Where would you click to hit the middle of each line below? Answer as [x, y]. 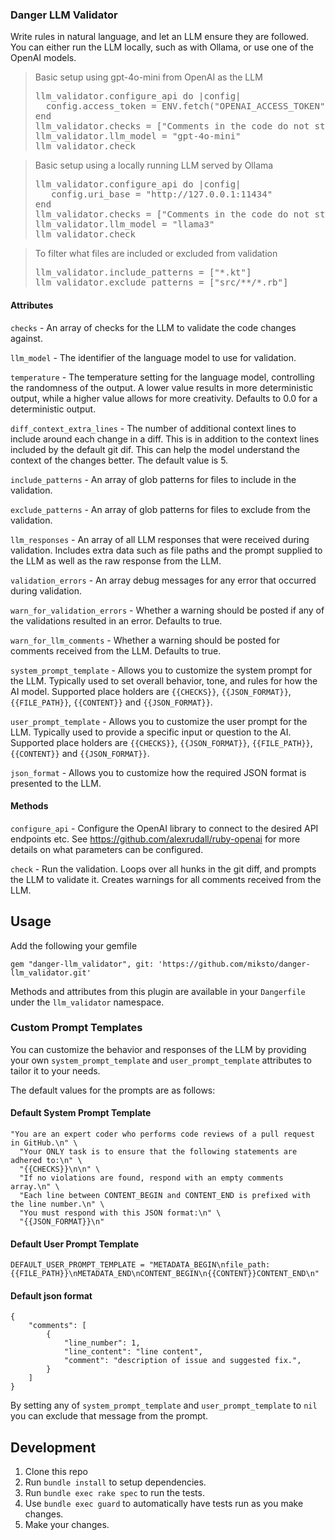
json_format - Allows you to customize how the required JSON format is [158, 772]
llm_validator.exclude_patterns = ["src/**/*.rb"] [161, 282]
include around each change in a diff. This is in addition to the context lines [165, 439]
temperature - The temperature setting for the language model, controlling [162, 377]
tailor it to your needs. [55, 1070]
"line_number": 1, [102, 1343]
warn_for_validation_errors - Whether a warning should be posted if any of [167, 610]
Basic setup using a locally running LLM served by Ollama [154, 165]
